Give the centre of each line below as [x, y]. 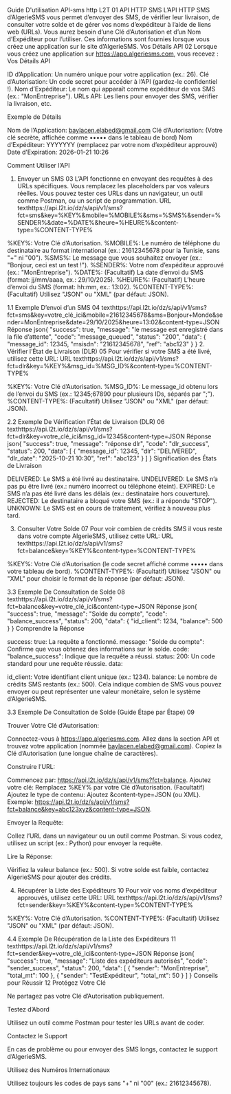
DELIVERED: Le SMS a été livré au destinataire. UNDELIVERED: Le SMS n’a [113, 479]
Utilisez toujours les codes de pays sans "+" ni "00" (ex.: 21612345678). [109, 1083]
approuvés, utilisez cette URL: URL [66, 897]
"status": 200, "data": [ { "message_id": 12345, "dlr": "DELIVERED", [102, 451]
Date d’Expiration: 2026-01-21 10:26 [58, 152]
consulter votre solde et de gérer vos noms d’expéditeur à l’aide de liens [109, 24]
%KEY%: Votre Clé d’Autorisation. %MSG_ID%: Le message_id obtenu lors [113, 387]
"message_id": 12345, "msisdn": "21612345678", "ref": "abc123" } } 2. [106, 344]
